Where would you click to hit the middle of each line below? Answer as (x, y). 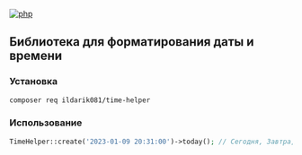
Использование (46, 123)
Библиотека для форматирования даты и (132, 42)
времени (36, 56)
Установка (34, 82)
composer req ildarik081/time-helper (80, 100)
